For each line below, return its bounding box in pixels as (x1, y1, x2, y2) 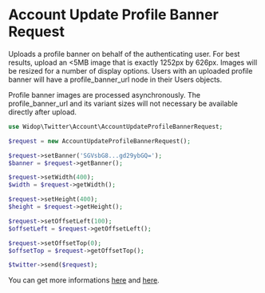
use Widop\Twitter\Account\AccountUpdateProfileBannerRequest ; (8, 122, 223, 130)
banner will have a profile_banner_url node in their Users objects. (8, 74, 222, 84)
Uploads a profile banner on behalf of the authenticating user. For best (8, 49, 240, 58)
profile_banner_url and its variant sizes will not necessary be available (8, 98, 238, 108)
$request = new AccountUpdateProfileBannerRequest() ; (8, 137, 192, 145)
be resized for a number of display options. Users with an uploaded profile (8, 66, 253, 75)
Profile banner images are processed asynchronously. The (8, 90, 201, 99)
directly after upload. (8, 106, 77, 117)
